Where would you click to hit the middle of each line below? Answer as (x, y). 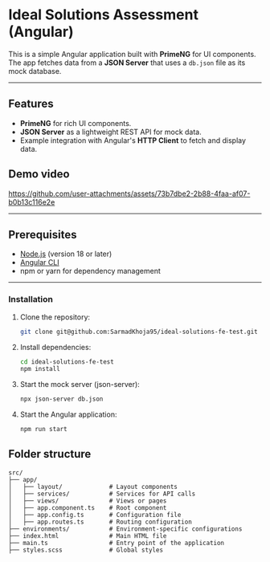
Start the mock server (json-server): (80, 385)
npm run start (43, 430)
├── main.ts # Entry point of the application (117, 543)
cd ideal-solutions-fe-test (67, 362)
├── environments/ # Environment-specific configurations (125, 529)
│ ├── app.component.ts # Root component (88, 507)
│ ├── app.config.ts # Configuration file (95, 515)
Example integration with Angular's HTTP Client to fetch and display (133, 140)
